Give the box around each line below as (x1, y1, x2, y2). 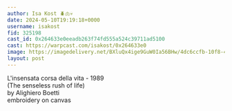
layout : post (7, 55, 45, 62)
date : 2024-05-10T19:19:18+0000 (7, 17, 100, 23)
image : (7, 49, 26, 56)
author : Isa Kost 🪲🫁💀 (7, 10, 73, 17)
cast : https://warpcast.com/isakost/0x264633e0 (7, 42, 147, 49)
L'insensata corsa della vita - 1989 (7, 74, 104, 82)
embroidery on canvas (7, 96, 71, 104)
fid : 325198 (7, 29, 41, 37)
